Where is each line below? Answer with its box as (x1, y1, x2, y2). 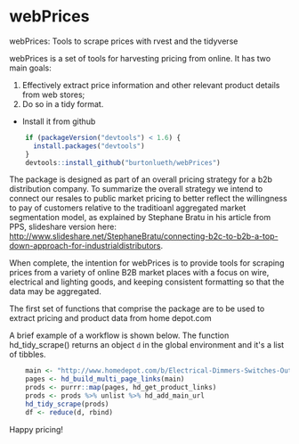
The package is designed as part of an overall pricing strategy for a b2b (9, 174, 273, 185)
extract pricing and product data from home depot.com (9, 313, 212, 324)
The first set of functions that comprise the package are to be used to (9, 303, 265, 314)
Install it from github (21, 116, 96, 127)
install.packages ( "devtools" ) (32, 141, 145, 151)
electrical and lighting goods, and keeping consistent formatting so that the (9, 276, 285, 287)
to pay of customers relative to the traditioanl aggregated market (9, 202, 246, 213)
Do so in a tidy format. (21, 98, 104, 109)
